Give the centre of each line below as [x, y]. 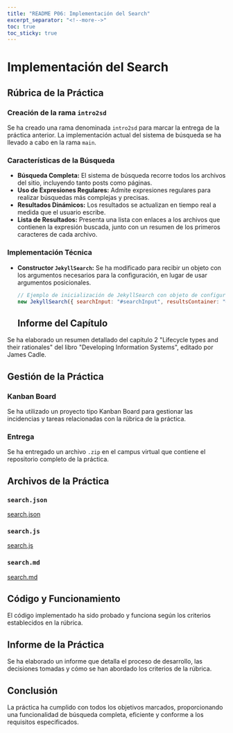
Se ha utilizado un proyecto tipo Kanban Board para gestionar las [100, 411]
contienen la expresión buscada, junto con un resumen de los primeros [119, 227]
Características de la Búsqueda [61, 160]
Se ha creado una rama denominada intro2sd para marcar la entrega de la [113, 128]
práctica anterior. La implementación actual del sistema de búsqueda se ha [114, 135]
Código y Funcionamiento [64, 599]
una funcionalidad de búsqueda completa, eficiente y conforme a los [105, 714]
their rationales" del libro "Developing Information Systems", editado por [110, 347]
